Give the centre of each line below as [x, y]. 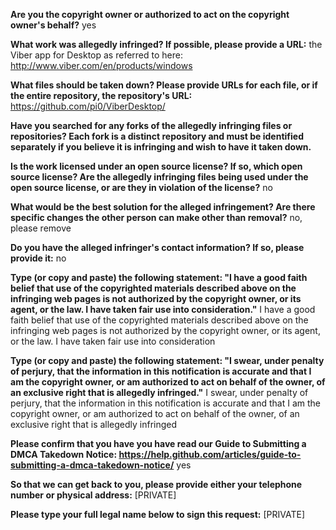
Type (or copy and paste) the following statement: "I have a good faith [159, 277]
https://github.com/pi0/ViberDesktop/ [88, 106]
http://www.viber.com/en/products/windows [101, 65]
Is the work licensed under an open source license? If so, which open [156, 166]
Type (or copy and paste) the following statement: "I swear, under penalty [167, 360]
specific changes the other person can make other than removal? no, [156, 217]
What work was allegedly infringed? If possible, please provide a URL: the [166, 44]
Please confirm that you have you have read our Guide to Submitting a [158, 443]
